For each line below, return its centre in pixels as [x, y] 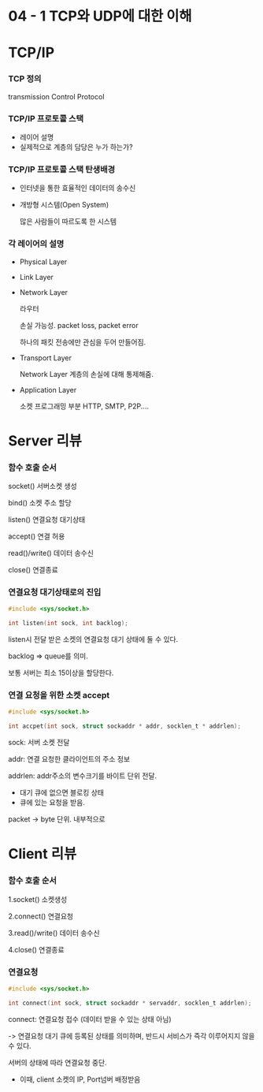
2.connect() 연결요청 [41, 916]
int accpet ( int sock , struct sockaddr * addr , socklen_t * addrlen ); [125, 726]
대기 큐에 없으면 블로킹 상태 [62, 792]
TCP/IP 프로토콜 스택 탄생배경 [62, 169]
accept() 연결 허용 [37, 536]
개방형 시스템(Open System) [64, 205]
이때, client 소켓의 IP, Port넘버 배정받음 [80, 1079]
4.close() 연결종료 [36, 949]
